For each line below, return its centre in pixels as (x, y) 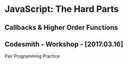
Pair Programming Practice (32, 56)
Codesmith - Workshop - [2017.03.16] (64, 44)
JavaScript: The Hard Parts (62, 9)
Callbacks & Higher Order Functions (61, 28)
